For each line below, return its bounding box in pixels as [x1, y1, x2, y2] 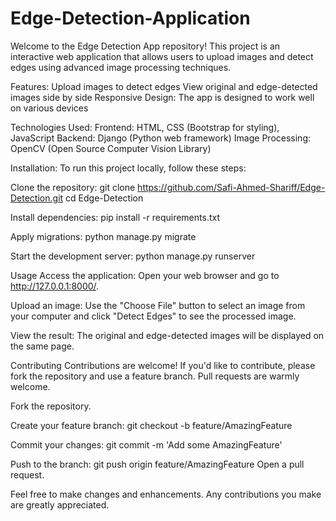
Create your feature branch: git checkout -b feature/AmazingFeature [10, 419, 293, 431]
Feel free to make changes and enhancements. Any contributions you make [10, 488, 322, 500]
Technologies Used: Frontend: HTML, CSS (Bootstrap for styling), [10, 121, 280, 133]
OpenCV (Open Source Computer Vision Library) [10, 142, 212, 154]
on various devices [10, 102, 89, 114]
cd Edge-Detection [65, 192, 144, 204]
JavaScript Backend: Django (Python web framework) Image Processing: [10, 132, 312, 144]
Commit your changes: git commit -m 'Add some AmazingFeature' [10, 438, 283, 451]
